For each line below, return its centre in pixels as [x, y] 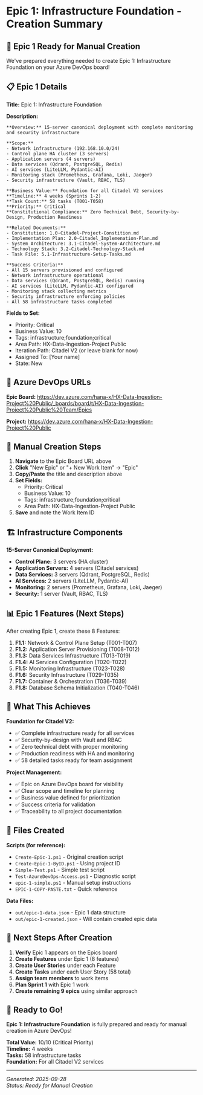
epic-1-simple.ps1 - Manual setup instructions [73, 882]
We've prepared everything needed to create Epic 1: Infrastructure [89, 61]
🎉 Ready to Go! [35, 1009]
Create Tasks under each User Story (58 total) [73, 972]
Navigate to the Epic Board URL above [63, 461]
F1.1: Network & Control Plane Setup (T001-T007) [76, 643]
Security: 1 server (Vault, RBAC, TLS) [61, 594]
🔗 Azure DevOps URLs [49, 382]
